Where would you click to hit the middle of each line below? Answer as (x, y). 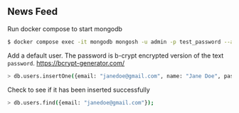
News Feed (33, 12)
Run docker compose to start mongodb (65, 28)
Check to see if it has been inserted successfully (79, 90)
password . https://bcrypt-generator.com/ (66, 63)
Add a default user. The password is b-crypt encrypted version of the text (116, 55)
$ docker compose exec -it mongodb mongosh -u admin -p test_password (114, 42)
